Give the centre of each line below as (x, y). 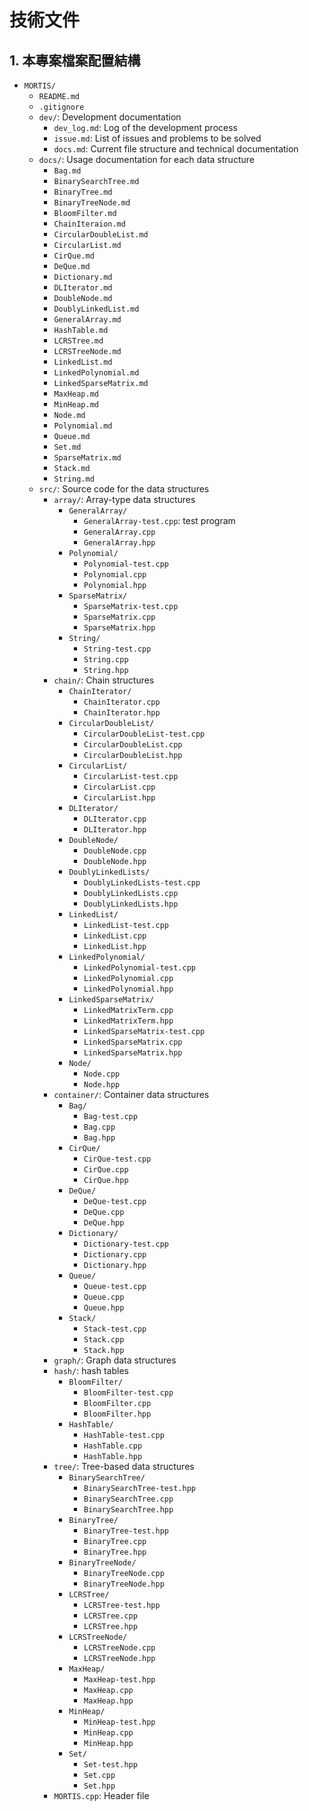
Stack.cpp (104, 1340)
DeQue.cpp (104, 1212)
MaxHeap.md (76, 394)
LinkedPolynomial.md (96, 373)
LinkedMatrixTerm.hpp (128, 1021)
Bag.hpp (99, 1138)
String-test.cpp (117, 649)
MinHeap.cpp (108, 1733)
